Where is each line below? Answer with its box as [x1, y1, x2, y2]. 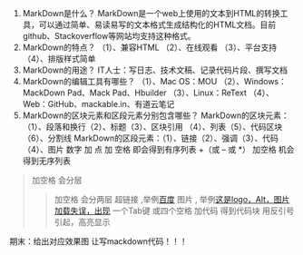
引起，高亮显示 [54, 217, 111, 227]
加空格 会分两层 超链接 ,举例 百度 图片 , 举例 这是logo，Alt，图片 [54, 194, 290, 204]
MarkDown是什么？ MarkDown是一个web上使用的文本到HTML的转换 [22, 8, 280, 18]
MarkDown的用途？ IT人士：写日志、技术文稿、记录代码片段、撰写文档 [22, 64, 288, 75]
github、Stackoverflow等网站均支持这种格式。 [22, 31, 196, 41]
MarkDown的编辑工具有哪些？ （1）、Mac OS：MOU [22, 76, 218, 86]
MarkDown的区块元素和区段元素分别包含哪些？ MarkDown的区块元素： [22, 110, 290, 121]
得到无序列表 [22, 155, 71, 166]
